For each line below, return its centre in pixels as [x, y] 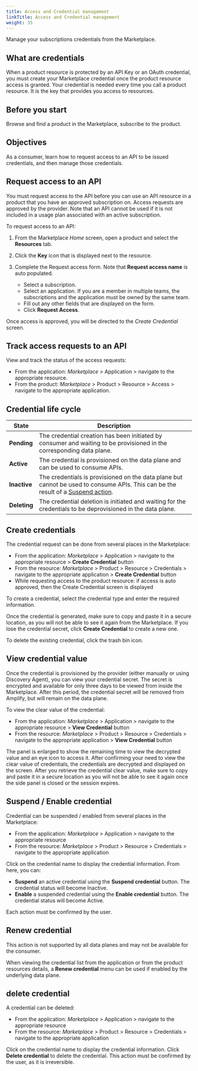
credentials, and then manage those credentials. [65, 163]
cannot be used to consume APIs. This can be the [108, 484]
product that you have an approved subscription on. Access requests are [95, 202]
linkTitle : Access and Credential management [63, 17]
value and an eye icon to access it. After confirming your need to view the [96, 758]
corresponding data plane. [75, 451]
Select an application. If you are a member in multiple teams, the [101, 291]
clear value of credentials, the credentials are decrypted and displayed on [96, 764]
